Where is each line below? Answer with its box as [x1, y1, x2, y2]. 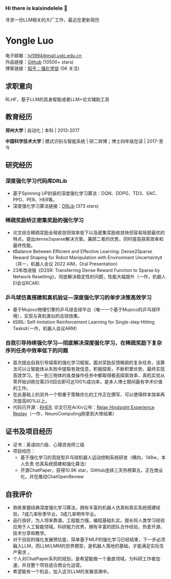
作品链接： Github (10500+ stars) [5, 59, 74, 65]
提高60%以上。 [17, 398, 50, 404]
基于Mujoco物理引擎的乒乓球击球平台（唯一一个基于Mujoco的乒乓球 [12, 307, 157, 313]
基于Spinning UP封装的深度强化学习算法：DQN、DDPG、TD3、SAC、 [12, 190, 160, 196]
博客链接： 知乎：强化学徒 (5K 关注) [5, 65, 80, 72]
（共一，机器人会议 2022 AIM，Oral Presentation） [12, 261, 121, 267]
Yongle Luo [5, 35, 54, 47]
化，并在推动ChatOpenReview [20, 474, 84, 480]
